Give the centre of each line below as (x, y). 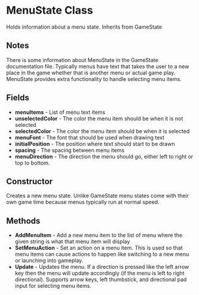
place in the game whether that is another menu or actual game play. (91, 73)
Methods (23, 221)
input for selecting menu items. (53, 286)
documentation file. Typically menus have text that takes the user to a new (98, 66)
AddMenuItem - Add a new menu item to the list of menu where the (99, 235)
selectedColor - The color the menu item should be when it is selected (102, 131)
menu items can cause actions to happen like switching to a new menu (102, 254)
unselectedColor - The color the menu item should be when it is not (99, 118)
